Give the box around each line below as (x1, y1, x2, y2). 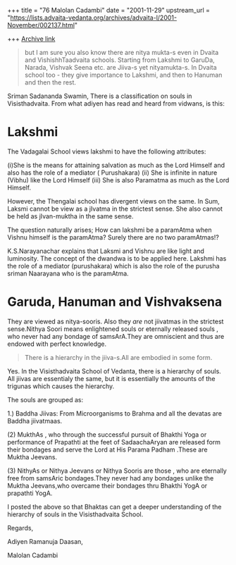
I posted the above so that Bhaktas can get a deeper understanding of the (7, 502, 222, 511)
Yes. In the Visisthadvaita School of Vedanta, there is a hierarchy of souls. (7, 366, 222, 375)
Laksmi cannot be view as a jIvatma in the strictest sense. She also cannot (7, 204, 223, 213)
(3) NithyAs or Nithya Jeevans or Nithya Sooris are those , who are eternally (7, 466, 227, 475)
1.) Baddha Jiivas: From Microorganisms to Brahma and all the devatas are (7, 409, 222, 418)
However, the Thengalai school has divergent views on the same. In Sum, (7, 197, 220, 205)
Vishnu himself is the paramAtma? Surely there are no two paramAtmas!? (7, 232, 220, 242)
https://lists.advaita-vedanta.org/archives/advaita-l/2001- (10, 13, 178, 22)
